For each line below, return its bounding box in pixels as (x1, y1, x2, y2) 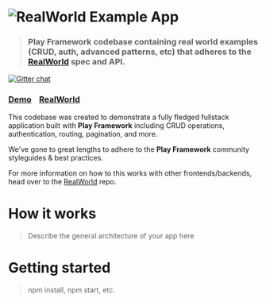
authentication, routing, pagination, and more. (8, 129, 158, 138)
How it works (8, 204, 97, 223)
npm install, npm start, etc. (27, 285, 115, 294)
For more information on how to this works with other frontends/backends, (8, 168, 253, 178)
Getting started (8, 258, 111, 277)
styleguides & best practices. (8, 153, 103, 162)
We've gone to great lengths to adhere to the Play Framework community (8, 144, 250, 154)
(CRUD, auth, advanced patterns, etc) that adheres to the (27, 46, 252, 57)
